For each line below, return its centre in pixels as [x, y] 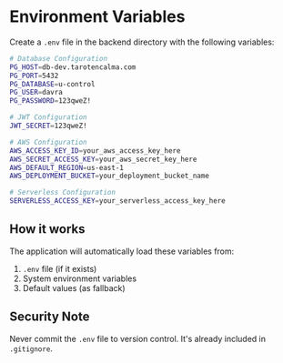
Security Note [50, 317]
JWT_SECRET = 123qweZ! [49, 126]
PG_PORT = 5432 [34, 76]
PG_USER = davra [36, 93]
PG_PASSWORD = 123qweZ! [51, 101]
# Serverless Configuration [63, 193]
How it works [47, 229]
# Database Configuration [58, 58]
